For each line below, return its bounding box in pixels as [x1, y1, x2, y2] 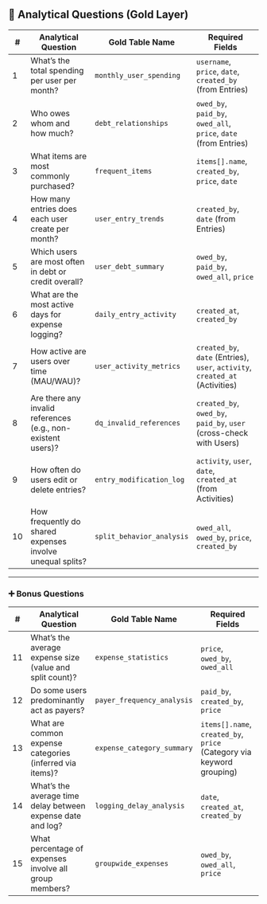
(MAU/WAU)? [30, 375, 81, 386]
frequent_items [95, 166, 153, 175]
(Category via [200, 746, 252, 757]
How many [30, 193, 71, 204]
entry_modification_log [95, 475, 185, 484]
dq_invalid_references [95, 418, 181, 427]
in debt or [30, 266, 67, 277]
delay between [30, 800, 86, 812]
